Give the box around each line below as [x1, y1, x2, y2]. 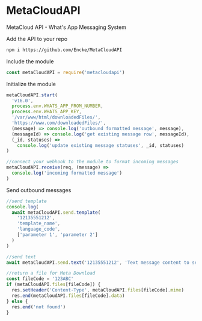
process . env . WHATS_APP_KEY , [11, 109, 82, 115]
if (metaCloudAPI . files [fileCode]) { [6, 281, 101, 288]
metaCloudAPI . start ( [6, 92, 58, 98]
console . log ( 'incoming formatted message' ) [11, 170, 122, 176]
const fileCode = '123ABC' [6, 276, 74, 282]
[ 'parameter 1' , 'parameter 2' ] [17, 232, 98, 238]
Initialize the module [6, 80, 56, 87]
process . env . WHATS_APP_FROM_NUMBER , [11, 103, 103, 109]
